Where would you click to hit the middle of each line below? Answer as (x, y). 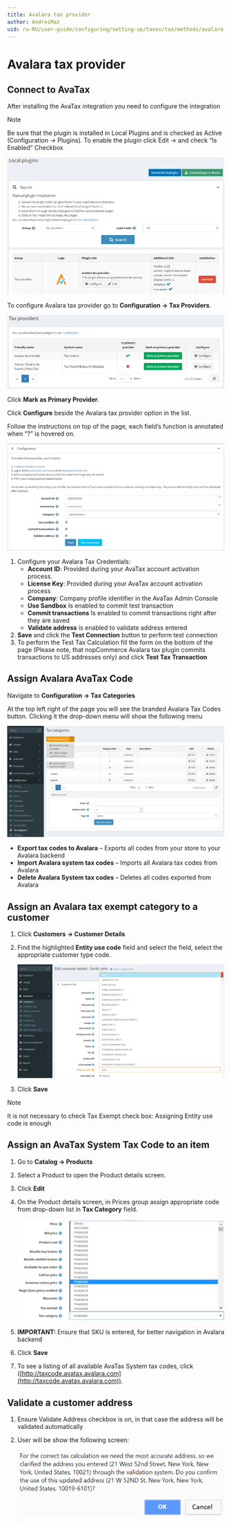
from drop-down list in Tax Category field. (77, 1209)
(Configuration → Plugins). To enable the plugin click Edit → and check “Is (112, 140)
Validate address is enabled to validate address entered (107, 628)
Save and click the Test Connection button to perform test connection (117, 635)
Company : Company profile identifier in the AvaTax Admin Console (123, 599)
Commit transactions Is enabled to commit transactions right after (122, 613)
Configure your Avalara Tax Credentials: (74, 562)
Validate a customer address (70, 1402)
